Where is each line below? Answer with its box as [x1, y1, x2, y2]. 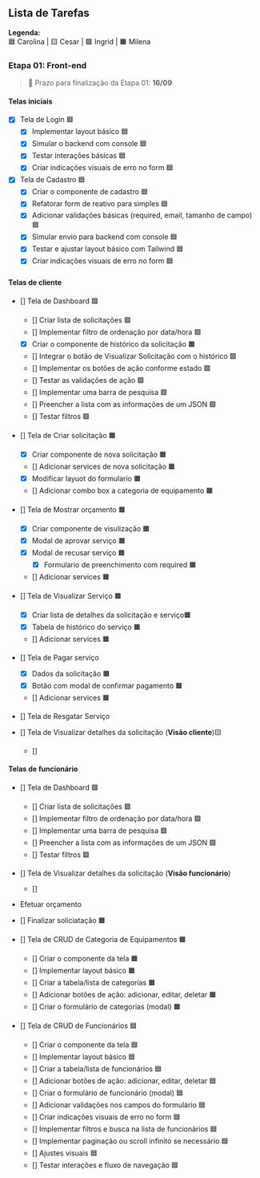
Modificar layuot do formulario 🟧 [31, 473, 142, 483]
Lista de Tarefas [8, 6, 90, 20]
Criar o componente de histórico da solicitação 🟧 [31, 339, 196, 348]
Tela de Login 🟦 [19, 115, 74, 124]
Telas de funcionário [8, 764, 78, 774]
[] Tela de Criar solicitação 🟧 [19, 430, 116, 440]
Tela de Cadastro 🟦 [19, 175, 86, 185]
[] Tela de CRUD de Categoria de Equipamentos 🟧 [19, 934, 186, 944]
